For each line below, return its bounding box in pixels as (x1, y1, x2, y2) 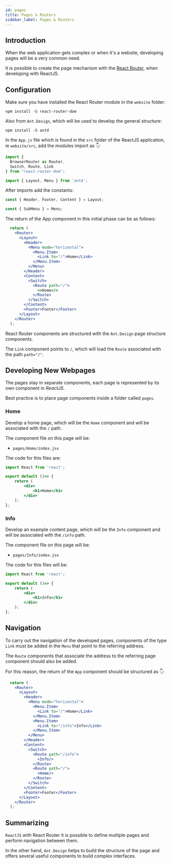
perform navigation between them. (5, 837, 78, 844)
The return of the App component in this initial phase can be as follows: (5, 216, 156, 222)
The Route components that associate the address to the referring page (5, 653, 156, 659)
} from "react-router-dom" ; (5, 169, 66, 174)
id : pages (5, 7, 27, 13)
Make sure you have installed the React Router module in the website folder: (5, 99, 165, 105)
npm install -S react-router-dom (5, 109, 77, 114)
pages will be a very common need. (5, 55, 81, 62)
